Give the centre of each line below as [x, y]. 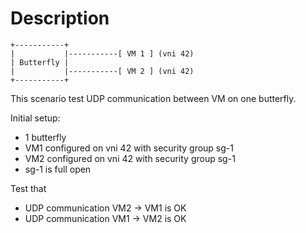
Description [60, 18]
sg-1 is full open [58, 169]
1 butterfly [45, 137]
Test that [28, 188]
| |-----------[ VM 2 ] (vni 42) [102, 71]
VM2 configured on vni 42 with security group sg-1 [130, 158]
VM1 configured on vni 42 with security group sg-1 [129, 148]
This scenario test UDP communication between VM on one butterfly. [153, 98]
